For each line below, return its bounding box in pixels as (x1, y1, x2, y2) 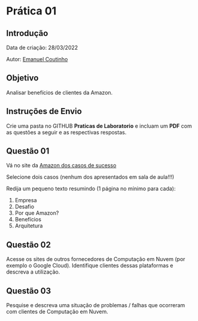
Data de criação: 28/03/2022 (6, 44, 78, 51)
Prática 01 (6, 4, 57, 18)
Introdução (6, 28, 48, 38)
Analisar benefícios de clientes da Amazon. (6, 89, 113, 96)
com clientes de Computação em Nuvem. (6, 308, 109, 316)
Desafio (14, 203, 35, 211)
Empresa (14, 197, 37, 204)
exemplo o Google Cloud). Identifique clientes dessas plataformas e (6, 262, 173, 269)
